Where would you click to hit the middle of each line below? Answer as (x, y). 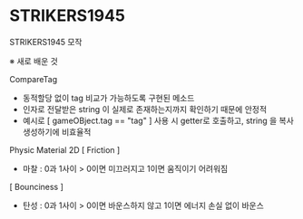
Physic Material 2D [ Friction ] (65, 149)
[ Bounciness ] (36, 186)
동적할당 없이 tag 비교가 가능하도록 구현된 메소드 (108, 98)
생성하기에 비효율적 (57, 131)
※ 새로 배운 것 (34, 61)
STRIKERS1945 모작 (46, 42)
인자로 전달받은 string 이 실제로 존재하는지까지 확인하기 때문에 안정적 (145, 109)
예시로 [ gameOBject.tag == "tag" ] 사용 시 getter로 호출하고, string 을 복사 (158, 120)
